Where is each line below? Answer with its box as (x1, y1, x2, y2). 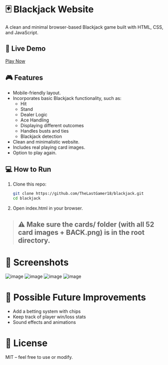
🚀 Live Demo (5, 44, 46, 53)
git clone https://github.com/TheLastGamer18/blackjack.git (12, 191, 144, 196)
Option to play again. (12, 149, 57, 156)
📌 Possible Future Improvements (5, 291, 146, 303)
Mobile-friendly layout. (12, 90, 61, 96)
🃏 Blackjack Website (5, 4, 94, 15)
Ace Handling (20, 117, 50, 123)
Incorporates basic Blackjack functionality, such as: (12, 95, 122, 101)
